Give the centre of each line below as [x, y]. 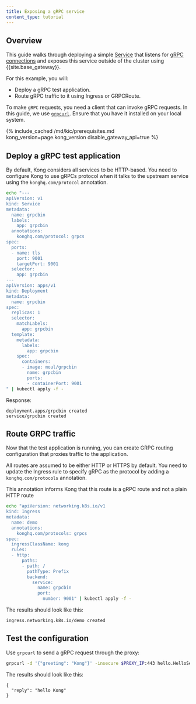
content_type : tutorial [35, 17]
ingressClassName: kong [40, 544]
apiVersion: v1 [24, 198]
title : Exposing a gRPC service [45, 11]
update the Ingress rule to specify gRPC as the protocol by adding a [87, 472]
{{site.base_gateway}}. [34, 67]
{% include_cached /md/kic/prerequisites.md [60, 131]
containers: [36, 362]
